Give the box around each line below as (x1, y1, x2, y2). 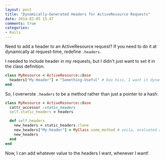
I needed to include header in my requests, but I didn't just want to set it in (5, 58, 156, 64)
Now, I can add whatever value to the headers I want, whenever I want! (5, 150, 149, 156)
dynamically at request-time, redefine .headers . (5, 49, 102, 54)
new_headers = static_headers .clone (14, 123, 89, 128)
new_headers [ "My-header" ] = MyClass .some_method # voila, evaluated (14, 128, 157, 133)
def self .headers (9, 118, 45, 123)
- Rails (5, 30, 21, 35)
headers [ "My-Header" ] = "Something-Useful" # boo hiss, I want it (9, 77, 148, 82)
